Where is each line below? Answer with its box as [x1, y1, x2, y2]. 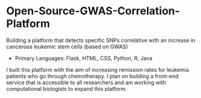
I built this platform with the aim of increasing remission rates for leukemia [6, 66, 189, 73]
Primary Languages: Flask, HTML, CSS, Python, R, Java [14, 54, 153, 62]
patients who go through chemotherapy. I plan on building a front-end [6, 72, 179, 79]
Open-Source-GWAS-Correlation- [6, 4, 180, 18]
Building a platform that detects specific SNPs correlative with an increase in [6, 36, 196, 44]
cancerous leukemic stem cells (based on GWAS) [6, 43, 128, 50]
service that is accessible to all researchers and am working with [6, 79, 167, 86]
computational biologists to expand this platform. [6, 85, 127, 92]
